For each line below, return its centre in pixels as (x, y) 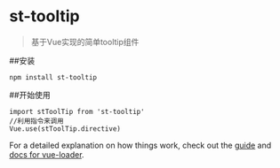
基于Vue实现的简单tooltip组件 (85, 42)
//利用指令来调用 (36, 121)
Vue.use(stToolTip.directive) (65, 129)
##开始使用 (30, 95)
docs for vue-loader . (47, 154)
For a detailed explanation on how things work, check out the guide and (140, 145)
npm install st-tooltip (53, 77)
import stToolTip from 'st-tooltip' (77, 111)
